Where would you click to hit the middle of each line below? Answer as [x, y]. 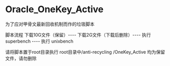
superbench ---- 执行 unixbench [39, 41]
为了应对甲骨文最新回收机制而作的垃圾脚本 [50, 24]
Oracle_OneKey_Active [54, 9]
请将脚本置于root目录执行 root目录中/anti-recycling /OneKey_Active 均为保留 [85, 52]
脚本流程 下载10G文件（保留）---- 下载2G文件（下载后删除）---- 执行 [78, 35]
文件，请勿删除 [21, 58]
